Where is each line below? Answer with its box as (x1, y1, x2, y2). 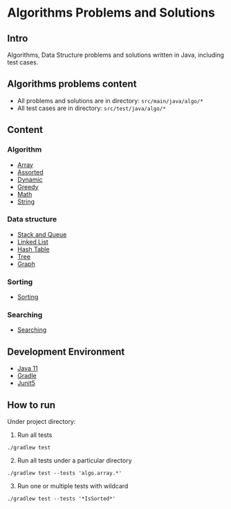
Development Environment (7, 346, 125, 357)
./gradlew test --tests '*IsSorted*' (7, 495, 116, 503)
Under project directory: (7, 418, 76, 426)
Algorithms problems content (7, 78, 137, 90)
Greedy (17, 182, 39, 191)
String (17, 197, 35, 206)
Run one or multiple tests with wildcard (17, 482, 129, 490)
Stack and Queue (17, 230, 67, 238)
